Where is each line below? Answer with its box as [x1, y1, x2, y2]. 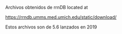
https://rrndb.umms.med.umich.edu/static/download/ [5, 14, 117, 20]
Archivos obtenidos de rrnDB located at [5, 5, 88, 10]
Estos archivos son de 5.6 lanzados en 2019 [5, 24, 98, 30]
